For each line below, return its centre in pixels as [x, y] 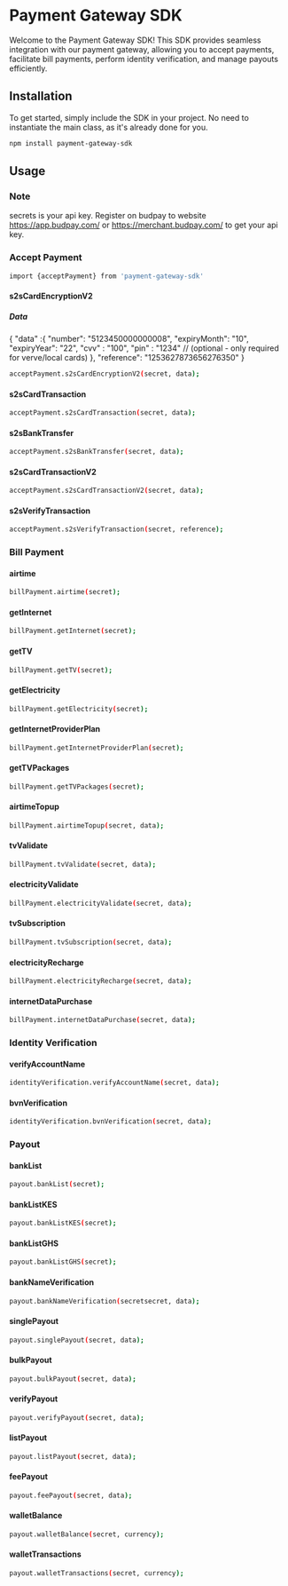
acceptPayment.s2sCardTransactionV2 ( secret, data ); [106, 491]
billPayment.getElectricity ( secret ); [79, 709]
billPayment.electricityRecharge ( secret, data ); [101, 981]
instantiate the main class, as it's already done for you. [109, 127]
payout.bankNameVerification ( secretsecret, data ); [105, 1301]
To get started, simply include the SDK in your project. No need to [129, 117]
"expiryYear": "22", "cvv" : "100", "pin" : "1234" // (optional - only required [144, 348]
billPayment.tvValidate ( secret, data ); [83, 864]
